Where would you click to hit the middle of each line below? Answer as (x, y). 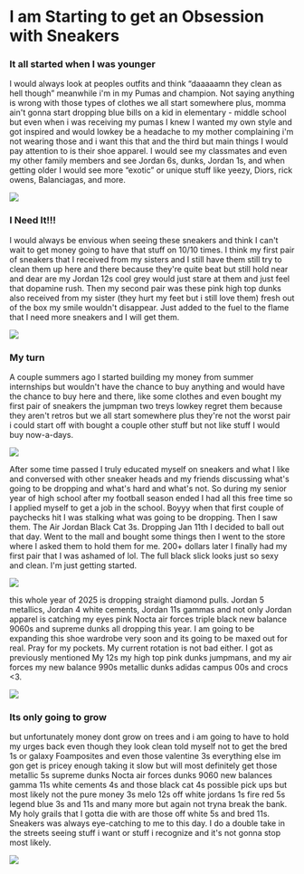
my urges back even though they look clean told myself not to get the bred (148, 746)
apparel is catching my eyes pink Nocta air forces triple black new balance (148, 619)
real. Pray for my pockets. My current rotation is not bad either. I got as (141, 648)
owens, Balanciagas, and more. (68, 180)
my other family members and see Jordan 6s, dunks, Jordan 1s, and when (147, 161)
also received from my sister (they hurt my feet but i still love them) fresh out (152, 298)
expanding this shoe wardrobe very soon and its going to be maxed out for (148, 639)
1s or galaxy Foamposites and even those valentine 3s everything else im (145, 756)
